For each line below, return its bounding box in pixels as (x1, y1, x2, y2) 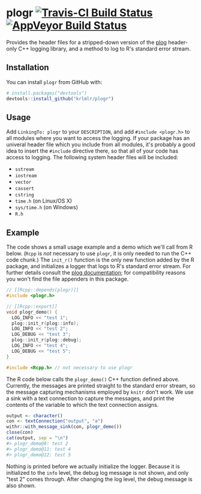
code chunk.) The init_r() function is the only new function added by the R (6, 256, 194, 264)
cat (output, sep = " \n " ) (6, 435, 68, 441)
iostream (14, 173, 37, 179)
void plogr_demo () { (6, 309, 58, 315)
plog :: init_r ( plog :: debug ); (11, 337, 82, 343)
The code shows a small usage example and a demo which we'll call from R (6, 243, 193, 251)
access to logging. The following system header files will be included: (6, 154, 179, 161)
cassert (14, 186, 34, 192)
